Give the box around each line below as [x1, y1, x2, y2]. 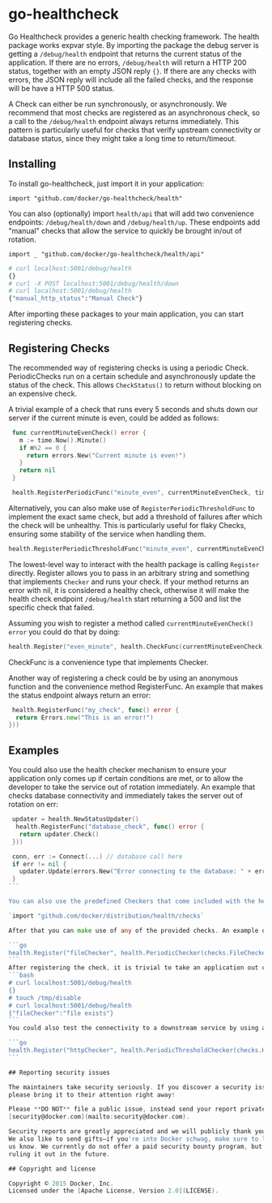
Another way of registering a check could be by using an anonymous [8, 672, 239, 682]
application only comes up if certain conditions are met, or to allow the [8, 774, 244, 784]
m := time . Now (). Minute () [19, 436, 107, 445]
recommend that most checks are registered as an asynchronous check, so [8, 107, 261, 118]
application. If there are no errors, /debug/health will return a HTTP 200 [8, 58, 247, 67]
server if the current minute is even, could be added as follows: [8, 413, 219, 423]
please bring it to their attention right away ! [8, 1090, 176, 1099]
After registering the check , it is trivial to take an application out [8, 964, 259, 972]
